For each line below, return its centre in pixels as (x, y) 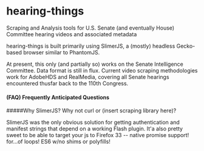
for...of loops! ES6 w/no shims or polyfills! (58, 142)
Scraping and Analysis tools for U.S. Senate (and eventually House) (90, 28)
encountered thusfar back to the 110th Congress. (67, 83)
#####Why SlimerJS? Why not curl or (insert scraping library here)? (91, 111)
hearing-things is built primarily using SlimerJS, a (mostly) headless (91, 46)
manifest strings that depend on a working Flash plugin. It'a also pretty (95, 129)
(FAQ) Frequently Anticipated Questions (58, 97)
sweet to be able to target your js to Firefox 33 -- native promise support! (98, 135)
